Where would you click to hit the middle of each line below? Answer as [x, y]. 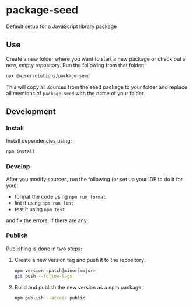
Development [31, 112]
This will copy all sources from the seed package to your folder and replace [97, 87]
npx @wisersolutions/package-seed [48, 76]
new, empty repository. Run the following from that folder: [75, 65]
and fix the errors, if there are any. [47, 220]
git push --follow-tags [43, 276]
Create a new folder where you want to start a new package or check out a [96, 58]
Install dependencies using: [39, 141]
